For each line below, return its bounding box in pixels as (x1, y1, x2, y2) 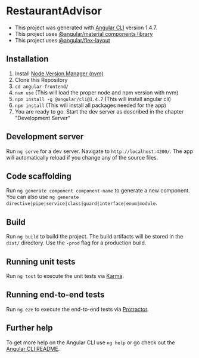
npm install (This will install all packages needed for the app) (14, 102, 167, 109)
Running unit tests (6, 256, 76, 267)
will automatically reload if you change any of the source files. (6, 154, 158, 161)
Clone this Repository (14, 76, 68, 83)
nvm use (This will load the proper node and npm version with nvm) (14, 88, 179, 96)
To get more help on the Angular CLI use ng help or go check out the (6, 339, 175, 346)
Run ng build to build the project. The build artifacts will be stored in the (6, 233, 184, 240)
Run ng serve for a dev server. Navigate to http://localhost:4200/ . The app (6, 148, 194, 155)
